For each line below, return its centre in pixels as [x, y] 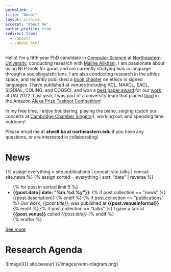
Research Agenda [44, 250]
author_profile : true [28, 29]
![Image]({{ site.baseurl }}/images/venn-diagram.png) [62, 264]
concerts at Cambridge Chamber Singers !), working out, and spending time [84, 116]
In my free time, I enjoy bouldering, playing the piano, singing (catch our [81, 111]
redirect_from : [21, 34]
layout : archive [22, 19]
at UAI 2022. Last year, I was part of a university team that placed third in [82, 95]
